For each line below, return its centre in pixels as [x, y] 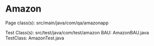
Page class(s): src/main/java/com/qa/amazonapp [57, 23]
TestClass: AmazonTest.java [35, 38]
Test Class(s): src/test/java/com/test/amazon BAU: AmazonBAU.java [77, 32]
